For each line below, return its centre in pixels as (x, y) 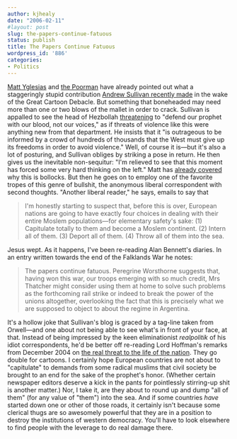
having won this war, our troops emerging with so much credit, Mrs (122, 278)
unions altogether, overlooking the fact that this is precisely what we (124, 301)
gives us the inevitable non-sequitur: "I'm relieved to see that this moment (115, 162)
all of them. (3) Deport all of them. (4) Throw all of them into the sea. (124, 236)
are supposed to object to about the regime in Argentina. (107, 308)
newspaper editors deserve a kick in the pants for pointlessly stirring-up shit (118, 382)
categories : (25, 60)
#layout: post (28, 27)
